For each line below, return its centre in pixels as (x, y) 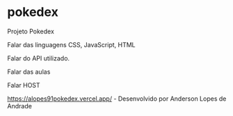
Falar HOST (24, 85)
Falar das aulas (29, 72)
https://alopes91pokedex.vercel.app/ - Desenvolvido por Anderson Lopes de (117, 99)
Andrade (20, 106)
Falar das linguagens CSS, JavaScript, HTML (71, 44)
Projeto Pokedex (31, 31)
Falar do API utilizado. (39, 58)
